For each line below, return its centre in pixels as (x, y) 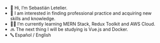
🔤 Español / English (30, 35)
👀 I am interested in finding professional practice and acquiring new (81, 13)
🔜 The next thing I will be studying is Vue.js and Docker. (69, 29)
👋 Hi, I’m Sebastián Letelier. (39, 8)
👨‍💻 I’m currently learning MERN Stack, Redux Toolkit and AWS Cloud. (83, 24)
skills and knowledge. (33, 18)
